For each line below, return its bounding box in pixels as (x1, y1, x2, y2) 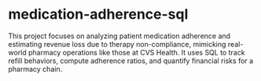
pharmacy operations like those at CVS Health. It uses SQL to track (28, 48, 245, 57)
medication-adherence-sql (8, 5, 189, 23)
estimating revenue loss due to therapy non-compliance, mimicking (8, 39, 226, 48)
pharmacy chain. (8, 64, 63, 73)
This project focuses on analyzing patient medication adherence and (8, 31, 230, 40)
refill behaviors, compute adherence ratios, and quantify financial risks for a (8, 56, 254, 65)
